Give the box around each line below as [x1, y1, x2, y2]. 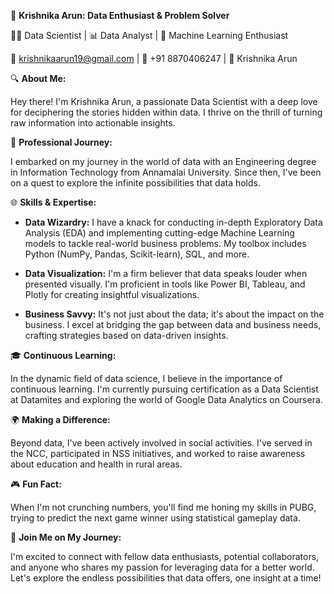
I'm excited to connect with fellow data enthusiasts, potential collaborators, [10, 551, 320, 562]
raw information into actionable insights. [10, 117, 176, 129]
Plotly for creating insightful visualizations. [24, 289, 200, 300]
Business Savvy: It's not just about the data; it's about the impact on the [24, 308, 325, 320]
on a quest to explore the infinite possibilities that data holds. [10, 177, 261, 189]
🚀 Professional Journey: [10, 136, 113, 148]
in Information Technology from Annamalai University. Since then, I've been [10, 166, 322, 178]
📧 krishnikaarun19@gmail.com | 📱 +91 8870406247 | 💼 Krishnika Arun [10, 53, 298, 64]
